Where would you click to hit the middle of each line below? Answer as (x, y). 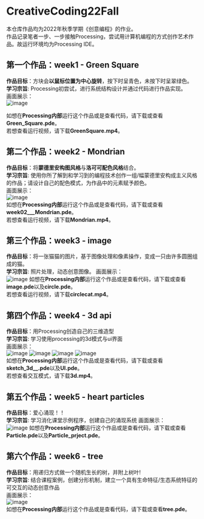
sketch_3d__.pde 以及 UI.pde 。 (45, 368)
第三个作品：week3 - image (59, 241)
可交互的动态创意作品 (33, 487)
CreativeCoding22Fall (63, 11)
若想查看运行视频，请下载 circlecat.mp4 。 (59, 294)
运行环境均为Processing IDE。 (60, 44)
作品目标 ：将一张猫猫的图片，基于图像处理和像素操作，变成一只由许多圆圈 (99, 256)
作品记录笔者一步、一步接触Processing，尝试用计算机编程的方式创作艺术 (97, 36)
